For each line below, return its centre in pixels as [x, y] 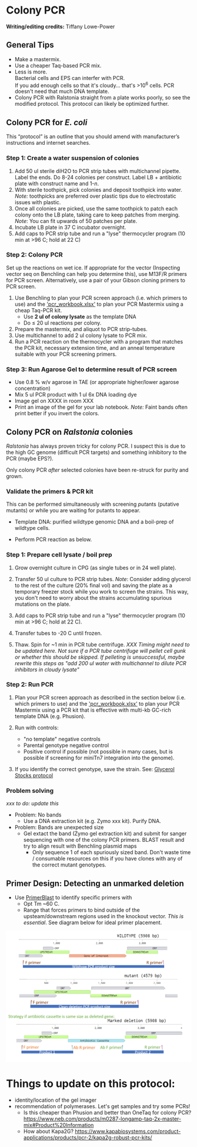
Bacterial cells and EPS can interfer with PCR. [70, 78]
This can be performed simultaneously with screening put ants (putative [93, 504]
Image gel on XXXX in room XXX [54, 401]
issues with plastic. [38, 202]
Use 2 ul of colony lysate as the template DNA [80, 316]
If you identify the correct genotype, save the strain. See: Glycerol [94, 769]
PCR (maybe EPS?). [30, 458]
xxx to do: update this [32, 803]
